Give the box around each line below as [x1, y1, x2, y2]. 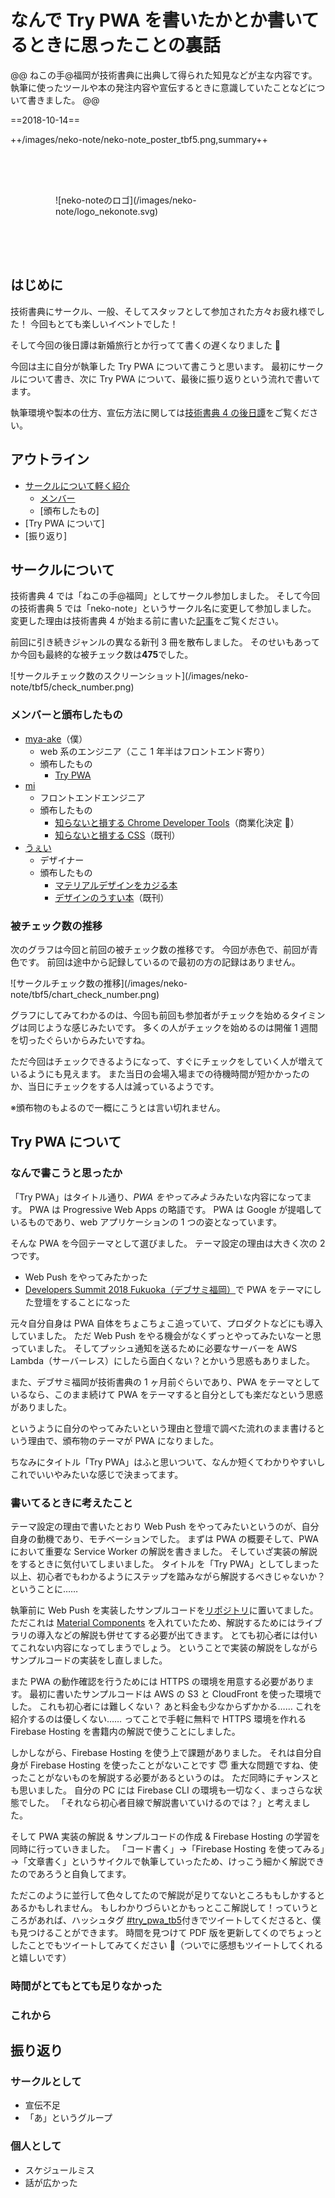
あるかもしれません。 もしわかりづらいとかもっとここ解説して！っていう [10, 1901, 310, 1913]
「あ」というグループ [24, 2112, 113, 2124]
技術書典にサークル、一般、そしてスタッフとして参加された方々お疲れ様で [10, 305, 317, 317]
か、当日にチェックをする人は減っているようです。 [10, 1080, 220, 1092]
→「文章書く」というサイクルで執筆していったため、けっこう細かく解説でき [10, 1855, 325, 1867]
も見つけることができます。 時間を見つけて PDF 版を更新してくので [10, 1926, 288, 1938]
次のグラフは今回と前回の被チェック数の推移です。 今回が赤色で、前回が [10, 943, 310, 955]
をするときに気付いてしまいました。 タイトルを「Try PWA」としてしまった [10, 1557, 320, 1570]
